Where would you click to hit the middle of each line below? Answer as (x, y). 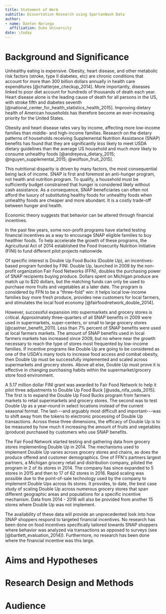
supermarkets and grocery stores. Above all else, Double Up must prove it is (83, 364)
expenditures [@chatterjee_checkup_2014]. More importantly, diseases (78, 87)
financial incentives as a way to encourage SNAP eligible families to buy (78, 235)
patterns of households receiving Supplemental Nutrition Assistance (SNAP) (83, 138)
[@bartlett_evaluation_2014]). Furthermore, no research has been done (77, 535)
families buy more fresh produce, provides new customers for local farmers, (83, 297)
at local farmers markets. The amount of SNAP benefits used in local (75, 333)
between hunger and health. (34, 205)
